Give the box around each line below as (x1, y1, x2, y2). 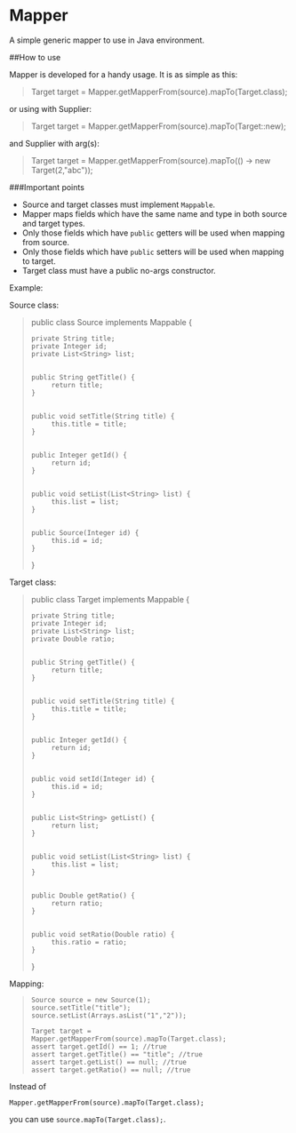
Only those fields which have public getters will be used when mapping (21, 227, 285, 238)
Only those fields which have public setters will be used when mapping (21, 246, 284, 257)
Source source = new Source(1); (30, 995, 151, 1004)
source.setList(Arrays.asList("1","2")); (30, 1010, 187, 1020)
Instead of (9, 1081, 47, 1091)
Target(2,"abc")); (30, 164, 93, 175)
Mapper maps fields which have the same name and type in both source (21, 208, 287, 219)
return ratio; (51, 898, 104, 907)
